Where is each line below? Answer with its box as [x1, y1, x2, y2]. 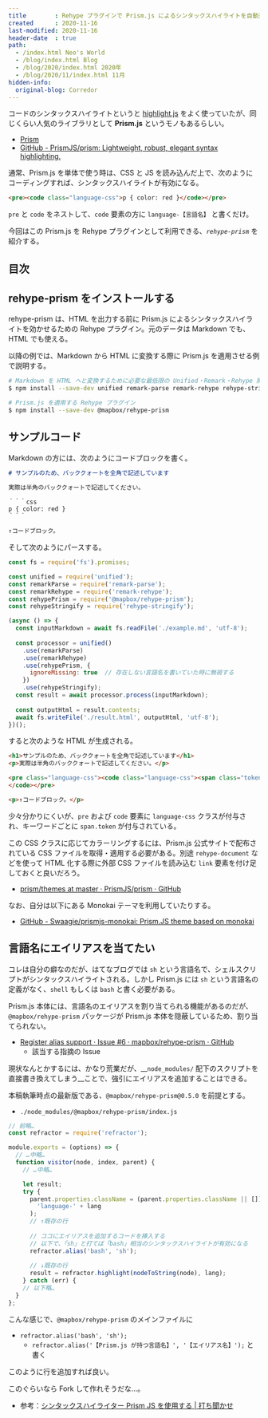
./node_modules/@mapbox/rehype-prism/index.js [19, 1108, 178, 1116]
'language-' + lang [37, 1203, 102, 1211]
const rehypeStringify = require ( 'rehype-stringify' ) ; [8, 602, 195, 610]
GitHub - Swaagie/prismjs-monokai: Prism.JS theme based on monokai [19, 916, 254, 926]
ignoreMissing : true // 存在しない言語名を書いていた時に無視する [29, 669, 235, 677]
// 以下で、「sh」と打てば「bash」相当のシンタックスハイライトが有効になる [29, 1239, 249, 1247]
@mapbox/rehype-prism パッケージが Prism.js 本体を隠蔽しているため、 [8, 1011, 238, 1021]
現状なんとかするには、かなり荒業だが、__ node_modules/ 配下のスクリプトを [8, 1063, 259, 1073]
